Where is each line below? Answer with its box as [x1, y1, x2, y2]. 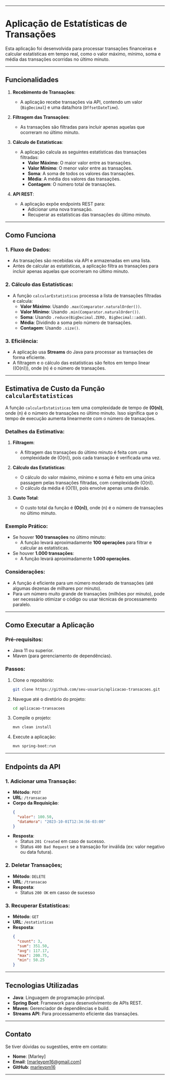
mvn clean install [12, 725, 52, 730]
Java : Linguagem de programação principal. [12, 994, 105, 1001]
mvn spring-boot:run [12, 744, 56, 749]
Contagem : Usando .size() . [20, 325, 80, 331]
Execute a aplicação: [12, 734, 56, 740]
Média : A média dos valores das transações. [27, 176, 121, 182]
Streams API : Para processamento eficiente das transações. [12, 1011, 139, 1017]
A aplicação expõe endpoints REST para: [20, 201, 105, 207]
